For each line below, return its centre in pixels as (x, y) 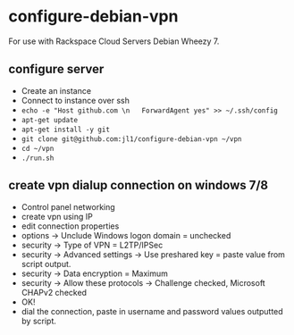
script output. (46, 264)
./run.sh (38, 158)
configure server (56, 69)
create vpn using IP (57, 216)
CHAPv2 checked (54, 292)
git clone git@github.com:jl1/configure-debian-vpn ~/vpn (131, 139)
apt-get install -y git (66, 130)
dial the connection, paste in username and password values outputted (152, 311)
